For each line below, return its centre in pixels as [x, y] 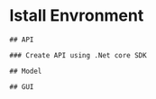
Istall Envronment [77, 16]
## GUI [22, 86]
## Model [26, 71]
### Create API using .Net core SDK [78, 55]
